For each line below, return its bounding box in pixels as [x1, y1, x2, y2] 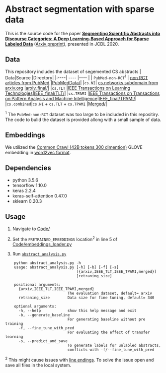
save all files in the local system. [5, 362, 71, 368]
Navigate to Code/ [12, 226, 50, 232]
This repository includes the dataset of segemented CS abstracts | [5, 68, 142, 74]
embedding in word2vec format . [5, 149, 71, 155]
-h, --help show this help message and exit [18, 309, 137, 313]
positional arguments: [14, 282, 61, 287]
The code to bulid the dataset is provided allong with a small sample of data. [5, 117, 162, 123]
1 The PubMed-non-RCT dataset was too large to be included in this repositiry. [5, 111, 159, 118]
